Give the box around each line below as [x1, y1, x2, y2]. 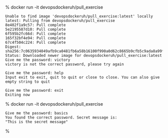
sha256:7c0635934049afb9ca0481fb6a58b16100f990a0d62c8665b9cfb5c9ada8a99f [5, 49, 164, 54]
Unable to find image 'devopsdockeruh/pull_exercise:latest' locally [5, 14, 153, 19]
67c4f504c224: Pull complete [5, 40, 66, 45]
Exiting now [5, 92, 30, 97]
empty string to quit [5, 79, 50, 84]
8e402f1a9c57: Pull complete [5, 22, 66, 27]
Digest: [5, 44, 21, 49]
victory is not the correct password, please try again [5, 62, 124, 67]
